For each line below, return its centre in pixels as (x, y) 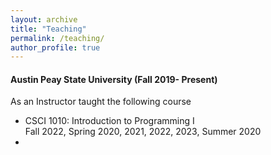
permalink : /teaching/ (57, 38)
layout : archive (44, 19)
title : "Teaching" (48, 29)
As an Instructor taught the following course (101, 102)
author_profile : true (55, 47)
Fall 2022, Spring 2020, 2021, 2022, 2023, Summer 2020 (143, 132)
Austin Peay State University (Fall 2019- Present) (114, 79)
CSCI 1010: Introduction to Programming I (109, 121)
